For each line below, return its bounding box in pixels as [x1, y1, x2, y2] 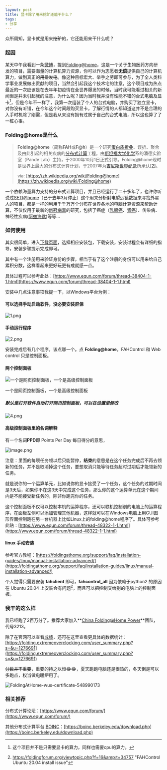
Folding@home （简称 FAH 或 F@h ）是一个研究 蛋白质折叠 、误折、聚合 [17, 144, 160, 150]
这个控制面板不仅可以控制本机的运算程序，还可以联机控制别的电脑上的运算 [5, 503, 158, 509]
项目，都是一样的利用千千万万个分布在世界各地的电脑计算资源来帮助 [13, 201, 153, 207]
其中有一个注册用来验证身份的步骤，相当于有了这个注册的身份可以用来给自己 [5, 256, 162, 262]
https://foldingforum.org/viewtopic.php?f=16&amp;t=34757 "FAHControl [12, 755, 161, 761]
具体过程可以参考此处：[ [5, 273, 55, 279]
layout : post [5, 7, 32, 12]
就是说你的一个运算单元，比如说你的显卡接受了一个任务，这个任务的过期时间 [5, 480, 162, 486]
